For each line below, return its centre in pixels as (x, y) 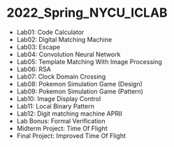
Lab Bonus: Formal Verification (61, 121)
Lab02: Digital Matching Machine (64, 39)
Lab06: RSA (34, 69)
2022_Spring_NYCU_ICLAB (87, 13)
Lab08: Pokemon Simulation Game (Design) (79, 84)
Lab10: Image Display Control (59, 98)
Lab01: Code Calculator (50, 32)
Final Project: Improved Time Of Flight (71, 136)
